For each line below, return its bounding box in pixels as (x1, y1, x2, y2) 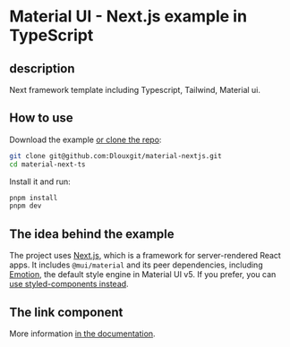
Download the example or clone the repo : (9, 134, 162, 145)
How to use (9, 110, 73, 126)
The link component (9, 304, 124, 319)
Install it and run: (9, 176, 72, 187)
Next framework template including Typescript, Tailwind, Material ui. (9, 85, 261, 95)
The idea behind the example (9, 226, 175, 241)
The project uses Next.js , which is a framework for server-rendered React (9, 250, 282, 261)
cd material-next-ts (9, 159, 87, 169)
